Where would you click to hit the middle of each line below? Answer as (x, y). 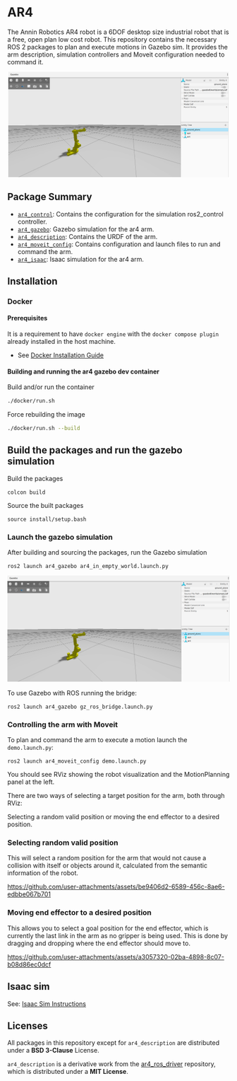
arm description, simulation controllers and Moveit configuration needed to (116, 54)
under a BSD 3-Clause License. (54, 1051)
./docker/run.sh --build (44, 429)
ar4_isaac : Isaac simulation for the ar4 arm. (81, 259)
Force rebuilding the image (47, 415)
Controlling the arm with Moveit (63, 724)
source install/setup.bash (47, 519)
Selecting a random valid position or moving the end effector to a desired (114, 817)
